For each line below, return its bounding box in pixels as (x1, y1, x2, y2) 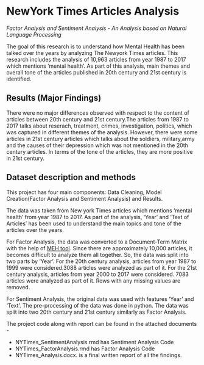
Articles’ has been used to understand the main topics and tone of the (6, 220, 181, 227)
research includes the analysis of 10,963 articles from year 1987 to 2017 (6, 56, 186, 63)
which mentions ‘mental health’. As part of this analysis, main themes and (6, 62, 191, 70)
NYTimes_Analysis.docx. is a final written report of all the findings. (15, 351, 182, 358)
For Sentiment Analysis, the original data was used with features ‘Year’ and (6, 295, 194, 303)
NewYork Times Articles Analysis (6, 4, 180, 18)
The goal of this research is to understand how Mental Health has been (6, 43, 185, 50)
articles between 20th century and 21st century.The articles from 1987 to (6, 115, 189, 123)
